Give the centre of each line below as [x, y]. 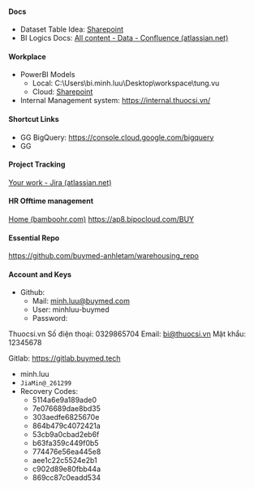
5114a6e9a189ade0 [65, 400]
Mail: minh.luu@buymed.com [81, 301]
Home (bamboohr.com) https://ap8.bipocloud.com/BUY [101, 219]
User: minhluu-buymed [71, 309]
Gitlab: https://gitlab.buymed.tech [65, 358]
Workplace [27, 56]
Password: [50, 318]
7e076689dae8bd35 [67, 409]
